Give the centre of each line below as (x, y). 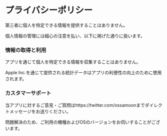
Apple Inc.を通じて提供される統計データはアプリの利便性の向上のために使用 (83, 73)
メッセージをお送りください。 (40, 111)
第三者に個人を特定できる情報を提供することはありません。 (66, 25)
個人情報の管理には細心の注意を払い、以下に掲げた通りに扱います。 (75, 36)
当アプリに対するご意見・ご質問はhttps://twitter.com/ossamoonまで (75, 105)
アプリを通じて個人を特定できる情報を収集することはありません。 (73, 62)
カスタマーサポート (28, 93)
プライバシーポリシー (49, 10)
